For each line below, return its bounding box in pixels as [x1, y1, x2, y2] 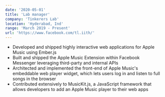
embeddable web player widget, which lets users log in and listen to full [12, 71, 160, 76]
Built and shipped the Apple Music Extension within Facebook [12, 55, 140, 60]
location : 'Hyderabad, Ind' [5, 21, 64, 26]
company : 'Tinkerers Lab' [5, 16, 59, 21]
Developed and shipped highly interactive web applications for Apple [12, 44, 155, 50]
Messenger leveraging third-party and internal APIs [12, 60, 118, 66]
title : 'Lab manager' [5, 12, 50, 17]
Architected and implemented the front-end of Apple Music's [12, 65, 138, 71]
